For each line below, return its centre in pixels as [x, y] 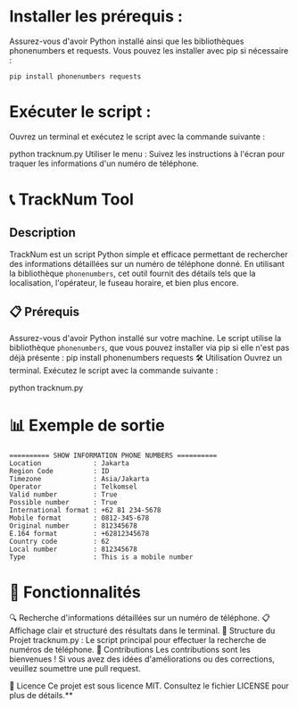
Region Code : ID [59, 471]
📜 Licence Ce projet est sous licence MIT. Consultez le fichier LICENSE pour [149, 686]
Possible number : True [63, 502]
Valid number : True [63, 494]
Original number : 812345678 [74, 525]
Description [42, 233]
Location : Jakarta [69, 463]
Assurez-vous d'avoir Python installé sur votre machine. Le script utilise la [145, 338]
